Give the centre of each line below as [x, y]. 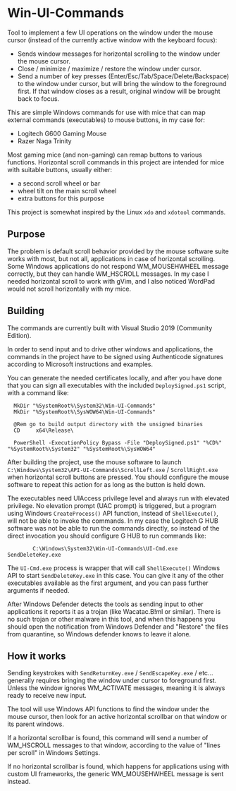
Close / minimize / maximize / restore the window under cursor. [110, 68]
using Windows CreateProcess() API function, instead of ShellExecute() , [113, 513]
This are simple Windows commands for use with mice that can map [106, 112]
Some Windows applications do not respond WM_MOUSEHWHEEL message [118, 266]
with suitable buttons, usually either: [60, 169]
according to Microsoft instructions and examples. [80, 364]
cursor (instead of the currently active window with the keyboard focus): [112, 40]
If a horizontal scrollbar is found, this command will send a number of [108, 738]
